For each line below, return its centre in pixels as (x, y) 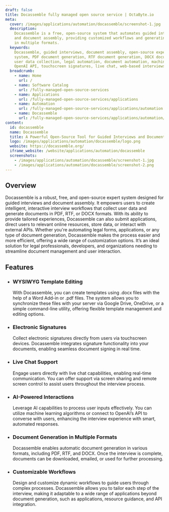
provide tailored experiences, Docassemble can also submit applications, (81, 219)
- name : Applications (37, 95)
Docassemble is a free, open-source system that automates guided (85, 33)
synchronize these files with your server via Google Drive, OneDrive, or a (88, 303)
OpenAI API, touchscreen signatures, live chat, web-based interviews (90, 66)
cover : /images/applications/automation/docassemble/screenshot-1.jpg (85, 24)
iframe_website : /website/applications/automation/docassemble (77, 151)
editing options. (29, 314)
